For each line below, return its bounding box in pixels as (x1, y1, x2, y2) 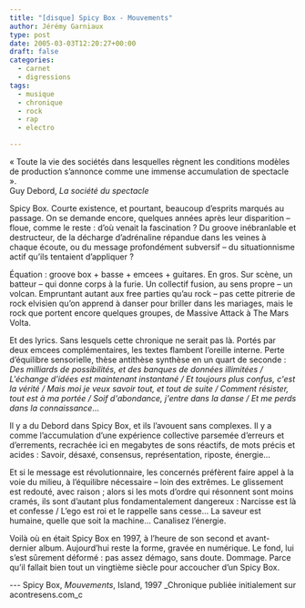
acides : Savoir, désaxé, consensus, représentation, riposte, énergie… (9, 450, 271, 460)
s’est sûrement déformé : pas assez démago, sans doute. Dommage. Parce (9, 552, 291, 562)
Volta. (9, 318, 32, 328)
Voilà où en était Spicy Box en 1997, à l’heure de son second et (9, 533, 244, 543)
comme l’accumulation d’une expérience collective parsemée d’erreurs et (9, 430, 285, 441)
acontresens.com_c (9, 589, 84, 600)
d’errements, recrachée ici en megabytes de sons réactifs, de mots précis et (9, 440, 296, 451)
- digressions (17, 73, 71, 82)
